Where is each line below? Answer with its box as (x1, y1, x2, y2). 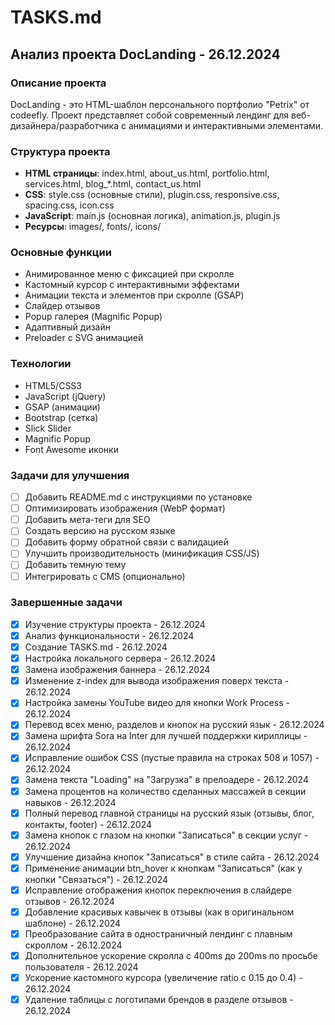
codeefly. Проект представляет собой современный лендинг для (10, 109, 290, 121)
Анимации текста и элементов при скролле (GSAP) (24, 289, 245, 301)
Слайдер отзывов (24, 300, 101, 312)
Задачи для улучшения (10, 468, 130, 482)
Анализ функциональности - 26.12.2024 (24, 629, 195, 641)
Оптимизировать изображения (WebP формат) (24, 502, 226, 515)
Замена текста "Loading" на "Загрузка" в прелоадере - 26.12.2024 (24, 774, 309, 786)
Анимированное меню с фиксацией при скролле (24, 268, 235, 280)
